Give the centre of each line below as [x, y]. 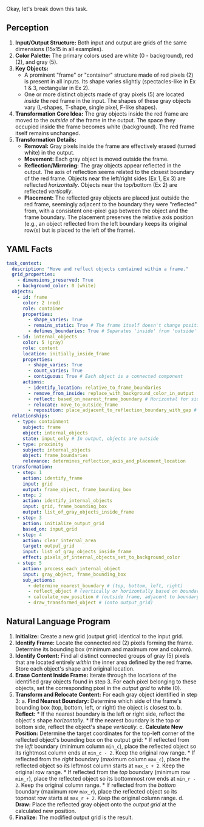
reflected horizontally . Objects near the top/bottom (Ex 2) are [101, 184]
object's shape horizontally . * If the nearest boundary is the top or [98, 720]
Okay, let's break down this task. [47, 9]
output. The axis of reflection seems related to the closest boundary [109, 172]
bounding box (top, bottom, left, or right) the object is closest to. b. [98, 707]
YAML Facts [29, 249]
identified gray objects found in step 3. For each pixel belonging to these [106, 682]
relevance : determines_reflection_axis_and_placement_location [104, 461]
